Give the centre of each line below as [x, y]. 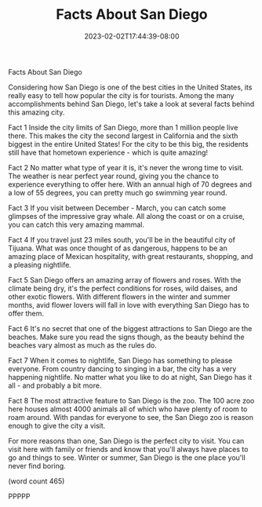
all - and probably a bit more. [55, 385]
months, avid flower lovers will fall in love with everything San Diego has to [129, 305]
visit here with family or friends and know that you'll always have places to [128, 449]
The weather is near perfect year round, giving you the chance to [114, 176]
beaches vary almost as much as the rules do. [82, 345]
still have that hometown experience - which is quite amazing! [108, 152]
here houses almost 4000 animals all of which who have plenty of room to [128, 409]
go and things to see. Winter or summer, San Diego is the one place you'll [127, 458]
